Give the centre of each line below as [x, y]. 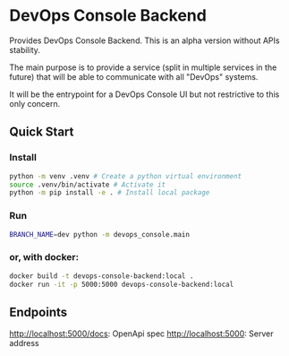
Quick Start [42, 132]
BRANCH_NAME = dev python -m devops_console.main [100, 234]
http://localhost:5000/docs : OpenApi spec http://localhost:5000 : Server [141, 334]
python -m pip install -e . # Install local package [110, 193]
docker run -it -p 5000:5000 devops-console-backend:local [122, 284]
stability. [25, 49]
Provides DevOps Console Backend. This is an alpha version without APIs [144, 40]
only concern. [35, 103]
